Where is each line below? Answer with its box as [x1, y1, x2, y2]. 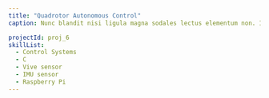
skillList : [8, 41, 45, 49]
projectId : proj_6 [8, 33, 70, 41]
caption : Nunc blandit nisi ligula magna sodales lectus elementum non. [8, 19, 256, 27]
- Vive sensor [15, 63, 62, 72]
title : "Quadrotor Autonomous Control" [8, 11, 142, 20]
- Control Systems [15, 49, 78, 57]
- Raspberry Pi [15, 77, 66, 86]
